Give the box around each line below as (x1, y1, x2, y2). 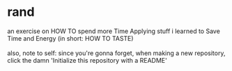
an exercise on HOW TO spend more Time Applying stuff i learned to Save (7, 27, 221, 35)
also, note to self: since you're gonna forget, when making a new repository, (7, 49, 226, 57)
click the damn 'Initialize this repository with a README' (7, 56, 167, 64)
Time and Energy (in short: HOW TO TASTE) (7, 34, 134, 42)
